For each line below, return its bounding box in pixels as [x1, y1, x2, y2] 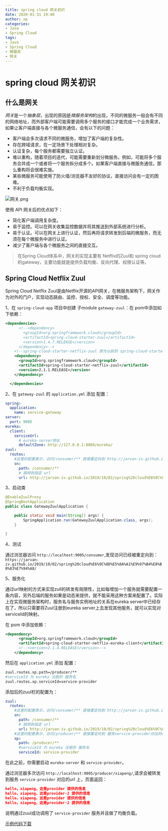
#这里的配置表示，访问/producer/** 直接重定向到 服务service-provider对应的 [14, 731, 162, 736]
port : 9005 [9, 419, 32, 425]
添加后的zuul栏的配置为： [5, 689, 58, 695]
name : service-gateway [14, 410, 61, 415]
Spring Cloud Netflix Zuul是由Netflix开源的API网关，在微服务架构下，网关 [5, 288, 156, 294]
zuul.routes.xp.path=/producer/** [5, 670, 77, 675]
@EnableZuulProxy [5, 495, 41, 500]
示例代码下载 [5, 821, 31, 827]
